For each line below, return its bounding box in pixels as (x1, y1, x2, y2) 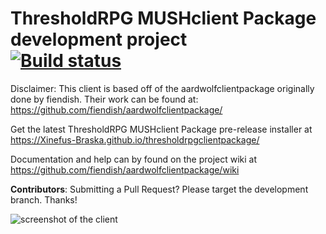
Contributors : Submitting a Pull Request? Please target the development (10, 183, 309, 195)
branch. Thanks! (10, 193, 78, 206)
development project (10, 28, 188, 51)
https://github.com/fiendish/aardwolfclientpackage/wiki (10, 163, 240, 176)
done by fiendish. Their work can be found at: (10, 93, 199, 105)
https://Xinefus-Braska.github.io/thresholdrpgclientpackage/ (10, 133, 260, 146)
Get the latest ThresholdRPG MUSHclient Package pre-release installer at (10, 123, 313, 135)
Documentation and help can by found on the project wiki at (10, 153, 258, 165)
